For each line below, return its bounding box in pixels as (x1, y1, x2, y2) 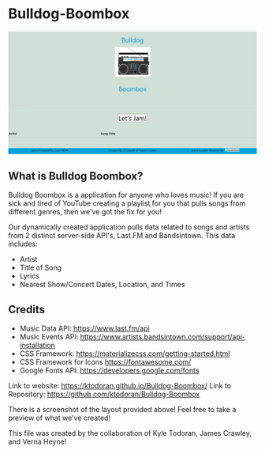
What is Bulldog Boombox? (8, 169, 144, 183)
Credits (8, 302, 46, 316)
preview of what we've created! (8, 413, 111, 423)
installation (19, 341, 55, 350)
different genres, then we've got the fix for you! (8, 207, 162, 217)
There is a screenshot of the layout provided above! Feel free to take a (8, 405, 237, 414)
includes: (8, 239, 38, 249)
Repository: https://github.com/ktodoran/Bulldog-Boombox (8, 389, 200, 399)
